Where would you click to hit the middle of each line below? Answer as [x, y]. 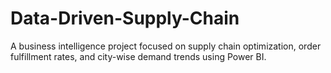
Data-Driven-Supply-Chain [125, 18]
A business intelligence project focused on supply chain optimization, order [166, 46]
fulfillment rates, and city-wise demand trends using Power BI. [138, 56]
